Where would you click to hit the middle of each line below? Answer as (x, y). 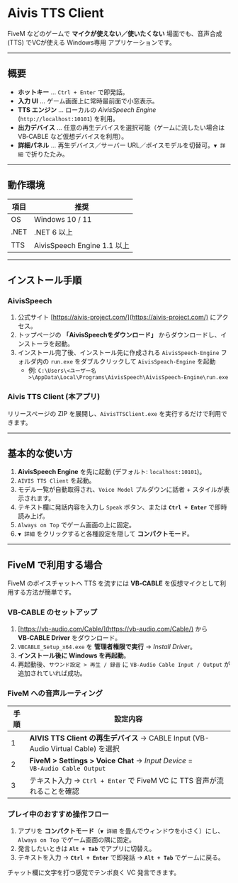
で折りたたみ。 (46, 154)
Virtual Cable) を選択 (85, 748)
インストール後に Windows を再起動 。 (74, 656)
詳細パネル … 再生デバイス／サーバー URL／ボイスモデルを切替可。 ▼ (117, 145)
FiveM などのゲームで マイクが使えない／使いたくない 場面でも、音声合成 (115, 33)
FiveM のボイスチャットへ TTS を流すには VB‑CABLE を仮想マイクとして (114, 583)
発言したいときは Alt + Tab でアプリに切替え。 (86, 849)
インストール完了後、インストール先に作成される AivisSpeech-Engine (118, 353)
